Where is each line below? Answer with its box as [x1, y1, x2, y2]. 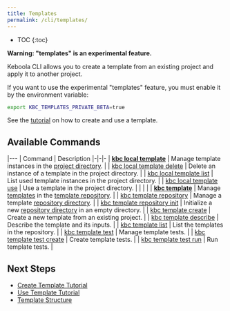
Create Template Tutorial [17, 281, 88, 289]
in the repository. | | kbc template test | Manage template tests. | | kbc [7, 228, 206, 236]
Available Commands [7, 136, 101, 148]
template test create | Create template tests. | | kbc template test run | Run [7, 236, 219, 244]
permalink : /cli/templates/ [7, 17, 88, 23]
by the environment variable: [7, 91, 88, 99]
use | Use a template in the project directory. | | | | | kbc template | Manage [7, 184, 221, 192]
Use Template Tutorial [17, 288, 80, 296]
